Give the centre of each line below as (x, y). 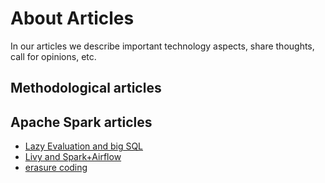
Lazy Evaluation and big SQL (84, 146)
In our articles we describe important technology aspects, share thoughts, (162, 46)
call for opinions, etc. (53, 56)
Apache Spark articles (81, 122)
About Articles (72, 18)
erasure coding (56, 168)
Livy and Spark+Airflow (73, 157)
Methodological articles (86, 88)
